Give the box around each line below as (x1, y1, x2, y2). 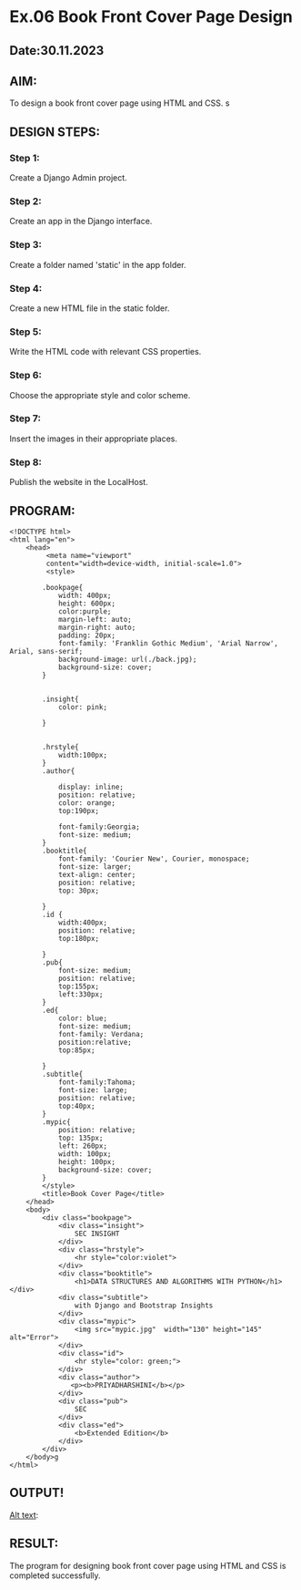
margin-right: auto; (57, 623, 136, 632)
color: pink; (57, 702, 107, 712)
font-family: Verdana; (57, 1029, 145, 1038)
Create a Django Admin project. (9, 172, 127, 183)
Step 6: (9, 369, 43, 382)
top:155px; (57, 982, 100, 991)
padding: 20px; (57, 631, 116, 640)
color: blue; (57, 1014, 107, 1023)
